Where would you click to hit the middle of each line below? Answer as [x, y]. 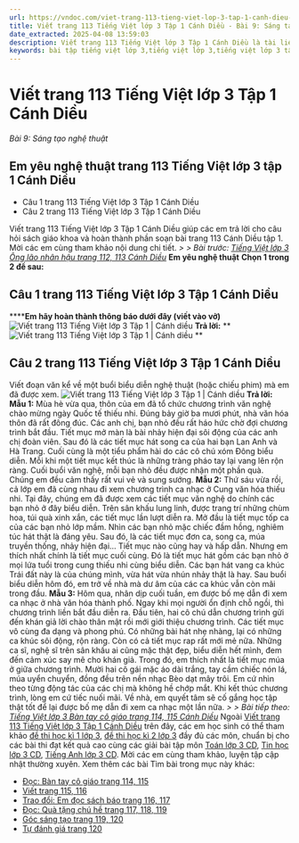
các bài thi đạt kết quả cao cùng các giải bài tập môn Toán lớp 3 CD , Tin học [149, 745]
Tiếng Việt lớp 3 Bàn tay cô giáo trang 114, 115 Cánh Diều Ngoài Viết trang [145, 716]
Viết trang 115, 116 [54, 790]
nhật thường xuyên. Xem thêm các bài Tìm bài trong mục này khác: [132, 764]
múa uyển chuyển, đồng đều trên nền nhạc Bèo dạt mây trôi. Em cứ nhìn [141, 678]
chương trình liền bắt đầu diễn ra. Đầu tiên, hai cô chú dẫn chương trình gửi [147, 612]
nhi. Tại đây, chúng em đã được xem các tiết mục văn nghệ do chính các [142, 498]
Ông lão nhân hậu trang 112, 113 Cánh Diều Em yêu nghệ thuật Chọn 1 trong [149, 257]
